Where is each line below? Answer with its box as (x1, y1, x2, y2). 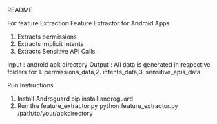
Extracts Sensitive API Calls (17, 48, 96, 55)
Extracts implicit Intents (17, 40, 84, 48)
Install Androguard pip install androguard (17, 94, 133, 103)
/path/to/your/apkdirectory (17, 110, 93, 117)
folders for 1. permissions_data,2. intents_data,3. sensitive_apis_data (7, 68, 201, 76)
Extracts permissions (17, 32, 77, 41)
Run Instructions (7, 81, 54, 89)
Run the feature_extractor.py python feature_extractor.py (17, 102, 178, 110)
